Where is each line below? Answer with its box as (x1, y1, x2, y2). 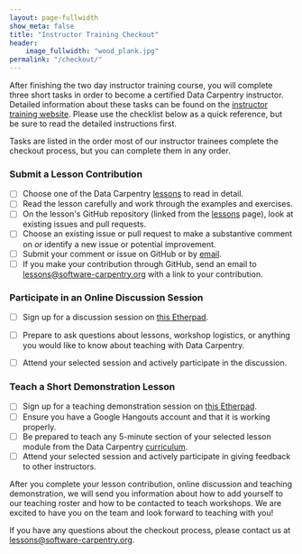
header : (9, 38, 39, 48)
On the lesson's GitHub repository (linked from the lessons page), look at (22, 208, 294, 219)
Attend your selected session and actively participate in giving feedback (22, 450, 291, 461)
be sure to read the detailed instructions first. (9, 118, 178, 129)
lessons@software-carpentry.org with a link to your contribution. (22, 268, 263, 280)
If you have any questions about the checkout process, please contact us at (9, 524, 291, 535)
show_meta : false (9, 22, 75, 31)
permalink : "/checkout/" (9, 55, 103, 64)
